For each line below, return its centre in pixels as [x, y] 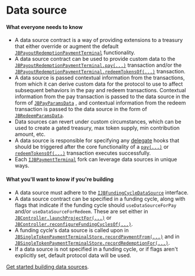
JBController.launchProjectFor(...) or [63, 217]
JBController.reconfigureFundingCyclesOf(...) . [74, 224]
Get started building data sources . [48, 267]
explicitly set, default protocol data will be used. [73, 255]
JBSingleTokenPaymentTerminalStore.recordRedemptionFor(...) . [92, 242]
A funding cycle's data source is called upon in [71, 230]
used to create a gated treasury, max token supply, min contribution [97, 128]
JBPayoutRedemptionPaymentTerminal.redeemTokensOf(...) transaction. [100, 72]
